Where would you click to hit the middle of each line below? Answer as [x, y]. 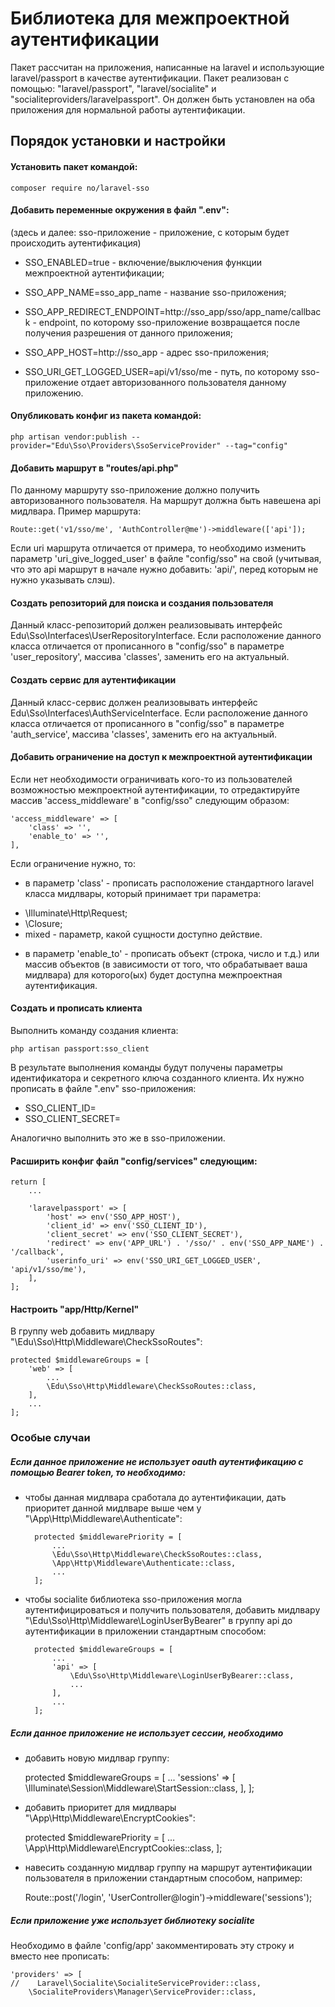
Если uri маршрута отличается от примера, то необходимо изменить [158, 548]
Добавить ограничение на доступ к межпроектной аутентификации [161, 757]
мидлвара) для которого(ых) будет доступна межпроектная [153, 974]
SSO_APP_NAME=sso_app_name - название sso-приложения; [155, 292]
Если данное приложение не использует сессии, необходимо [147, 1733]
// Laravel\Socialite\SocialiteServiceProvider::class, [136, 1983]
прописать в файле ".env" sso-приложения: [103, 1088]
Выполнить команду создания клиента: [94, 1030]
